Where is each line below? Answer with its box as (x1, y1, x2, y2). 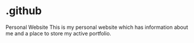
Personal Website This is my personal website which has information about (5, 24, 189, 31)
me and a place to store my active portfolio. (5, 29, 112, 37)
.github (5, 4, 42, 18)
